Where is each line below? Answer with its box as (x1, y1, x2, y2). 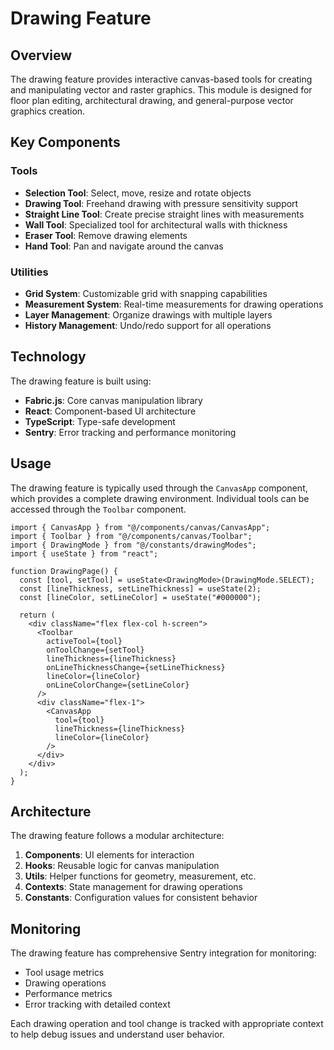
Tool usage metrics (24, 967, 105, 979)
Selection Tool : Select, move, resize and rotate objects (24, 187, 252, 199)
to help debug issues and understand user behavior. (10, 1028, 225, 1041)
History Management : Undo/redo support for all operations (24, 319, 272, 331)
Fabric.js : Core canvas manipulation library (24, 394, 203, 406)
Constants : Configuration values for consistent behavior (24, 892, 258, 904)
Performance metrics (24, 988, 113, 1000)
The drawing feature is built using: (10, 375, 152, 387)
